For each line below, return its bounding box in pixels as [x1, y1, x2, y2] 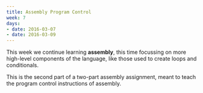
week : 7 [6, 15, 26, 21]
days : [6, 20, 20, 26]
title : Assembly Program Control [6, 9, 92, 15]
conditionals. [6, 62, 39, 69]
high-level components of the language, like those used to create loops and [6, 55, 197, 62]
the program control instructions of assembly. [6, 80, 121, 87]
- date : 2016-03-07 [6, 26, 56, 32]
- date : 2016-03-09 [6, 32, 56, 38]
